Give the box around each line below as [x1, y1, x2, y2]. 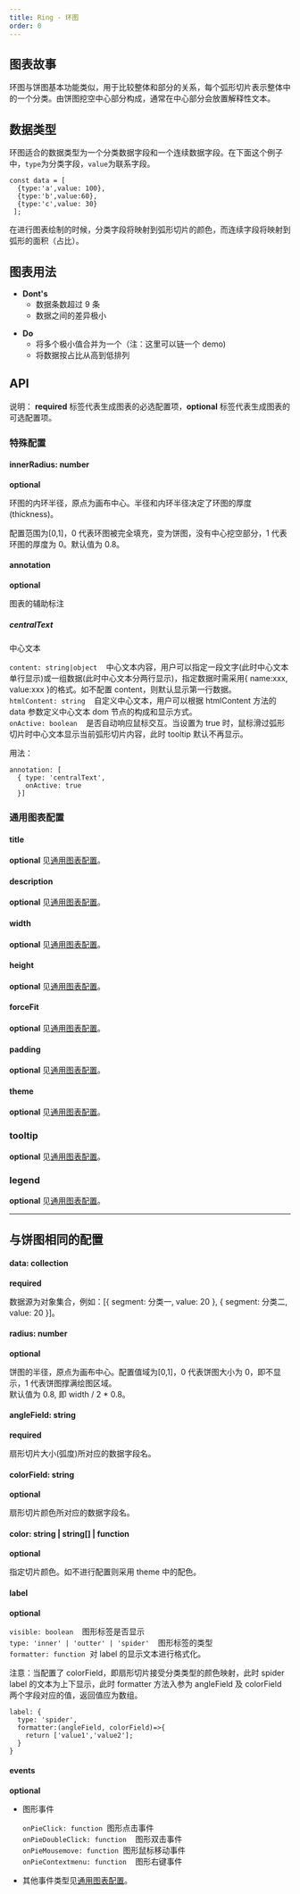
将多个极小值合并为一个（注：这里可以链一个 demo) [35, 338, 226, 349]
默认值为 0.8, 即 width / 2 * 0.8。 [9, 1389, 131, 1399]
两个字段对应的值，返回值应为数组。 [9, 1690, 143, 1700]
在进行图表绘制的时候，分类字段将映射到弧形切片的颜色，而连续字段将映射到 [9, 224, 291, 235]
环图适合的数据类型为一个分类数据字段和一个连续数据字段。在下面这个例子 [9, 147, 283, 158]
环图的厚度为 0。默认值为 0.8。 [9, 538, 125, 549]
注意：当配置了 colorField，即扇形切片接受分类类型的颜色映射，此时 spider [9, 1667, 285, 1678]
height [9, 960, 34, 971]
